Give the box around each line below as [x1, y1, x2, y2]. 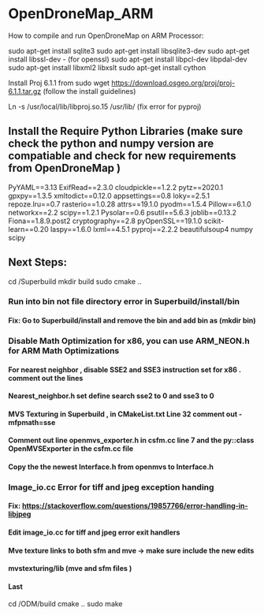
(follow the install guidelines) [43, 86, 136, 95]
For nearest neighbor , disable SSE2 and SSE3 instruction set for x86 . [8, 364, 242, 375]
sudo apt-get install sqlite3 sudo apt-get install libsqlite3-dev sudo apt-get [8, 46, 250, 55]
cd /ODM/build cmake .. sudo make [8, 599, 124, 609]
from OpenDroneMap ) [8, 162, 121, 175]
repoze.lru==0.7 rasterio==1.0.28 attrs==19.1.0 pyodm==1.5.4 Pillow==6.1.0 [8, 199, 251, 209]
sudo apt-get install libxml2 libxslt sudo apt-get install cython [8, 62, 206, 72]
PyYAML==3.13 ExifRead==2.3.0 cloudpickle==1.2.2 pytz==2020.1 [8, 182, 223, 192]
